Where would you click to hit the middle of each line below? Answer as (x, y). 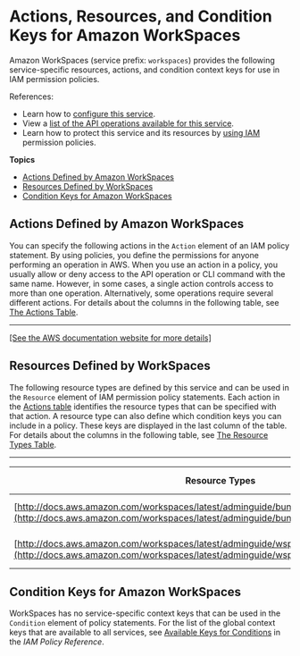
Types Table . (33, 444)
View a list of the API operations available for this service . (128, 123)
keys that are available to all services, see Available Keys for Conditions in (145, 633)
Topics (22, 159)
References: (31, 97)
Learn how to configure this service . (89, 114)
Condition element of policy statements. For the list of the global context (142, 623)
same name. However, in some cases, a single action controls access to (142, 283)
